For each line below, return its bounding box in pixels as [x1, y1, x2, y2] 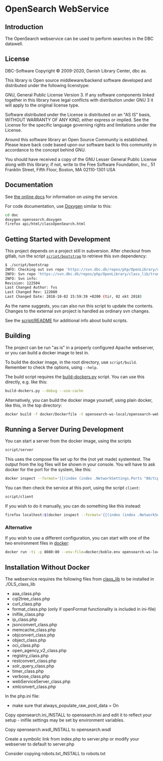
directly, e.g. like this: [5, 379, 48, 385]
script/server [5, 448, 34, 453]
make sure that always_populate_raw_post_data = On [12, 702, 119, 708]
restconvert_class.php [12, 658, 57, 664]
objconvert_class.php [12, 632, 55, 638]
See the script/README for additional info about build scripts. [5, 318, 128, 324]
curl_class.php [12, 601, 41, 607]
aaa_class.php [12, 590, 41, 597]
